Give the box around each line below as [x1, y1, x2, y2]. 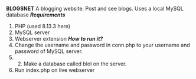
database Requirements [6, 11, 66, 18]
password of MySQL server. [14, 48, 83, 55]
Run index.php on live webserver [14, 67, 95, 73]
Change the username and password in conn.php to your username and [14, 41, 190, 48]
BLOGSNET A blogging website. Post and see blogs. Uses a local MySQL [6, 5, 184, 12]
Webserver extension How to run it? [14, 35, 103, 42]
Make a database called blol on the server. [23, 60, 127, 67]
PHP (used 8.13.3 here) [14, 23, 71, 29]
